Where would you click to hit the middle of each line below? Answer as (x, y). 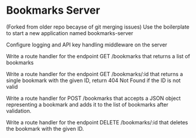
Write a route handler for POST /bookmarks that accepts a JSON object (94, 98)
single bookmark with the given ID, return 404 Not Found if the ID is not (94, 80)
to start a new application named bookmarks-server (70, 33)
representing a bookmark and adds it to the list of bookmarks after (87, 104)
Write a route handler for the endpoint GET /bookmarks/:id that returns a (94, 74)
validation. (19, 111)
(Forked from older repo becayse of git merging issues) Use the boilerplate (98, 27)
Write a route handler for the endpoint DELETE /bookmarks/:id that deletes (97, 122)
